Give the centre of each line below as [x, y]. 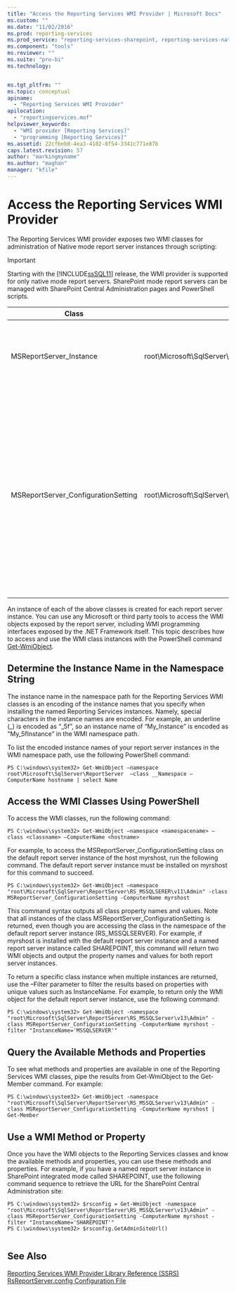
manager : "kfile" [33, 170]
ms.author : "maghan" [38, 163]
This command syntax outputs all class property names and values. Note [113, 911]
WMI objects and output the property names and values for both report [110, 956]
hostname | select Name [83, 780]
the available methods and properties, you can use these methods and [109, 1161]
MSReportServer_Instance [54, 356]
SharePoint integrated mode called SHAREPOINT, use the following [104, 1176]
